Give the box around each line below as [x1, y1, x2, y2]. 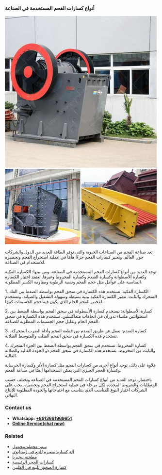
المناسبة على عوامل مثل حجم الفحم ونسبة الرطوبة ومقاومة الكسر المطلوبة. [5, 279, 142, 285]
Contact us [5, 404, 32, 411]
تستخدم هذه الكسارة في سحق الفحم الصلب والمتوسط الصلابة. [5, 333, 118, 339]
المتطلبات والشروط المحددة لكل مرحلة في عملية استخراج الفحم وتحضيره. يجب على [5, 382, 158, 388]
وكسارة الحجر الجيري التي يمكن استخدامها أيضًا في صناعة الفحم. [5, 367, 121, 373]
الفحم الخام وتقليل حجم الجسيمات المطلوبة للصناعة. [5, 318, 100, 325]
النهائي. [5, 392, 18, 398]
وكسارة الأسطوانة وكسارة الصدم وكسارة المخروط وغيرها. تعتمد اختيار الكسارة [5, 274, 146, 280]
